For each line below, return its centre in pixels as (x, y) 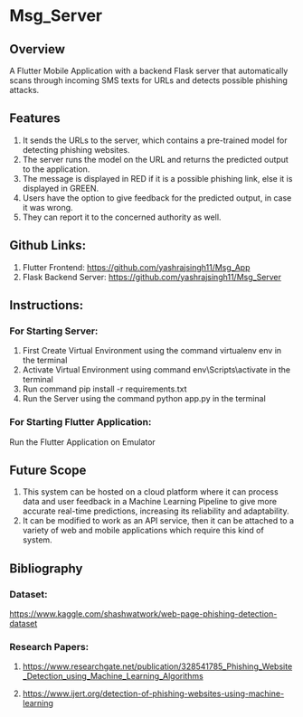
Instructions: (47, 305)
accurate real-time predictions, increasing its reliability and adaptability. (156, 511)
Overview (38, 49)
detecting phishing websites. (76, 149)
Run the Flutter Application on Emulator (82, 442)
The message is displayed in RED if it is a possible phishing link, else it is (157, 178)
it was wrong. (48, 207)
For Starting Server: (54, 331)
